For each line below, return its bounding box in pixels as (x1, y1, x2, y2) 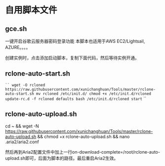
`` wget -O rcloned (5, 83, 45, 87)
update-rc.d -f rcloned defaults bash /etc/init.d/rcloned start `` (5, 95, 147, 101)
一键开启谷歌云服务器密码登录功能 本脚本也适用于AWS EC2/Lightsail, (5, 38, 145, 44)
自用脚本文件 (5, 4, 58, 16)
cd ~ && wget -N (5, 123, 40, 129)
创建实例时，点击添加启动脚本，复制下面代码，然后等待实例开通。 (5, 55, 139, 61)
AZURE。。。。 (5, 44, 31, 50)
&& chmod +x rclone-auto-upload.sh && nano (37, 133, 130, 139)
